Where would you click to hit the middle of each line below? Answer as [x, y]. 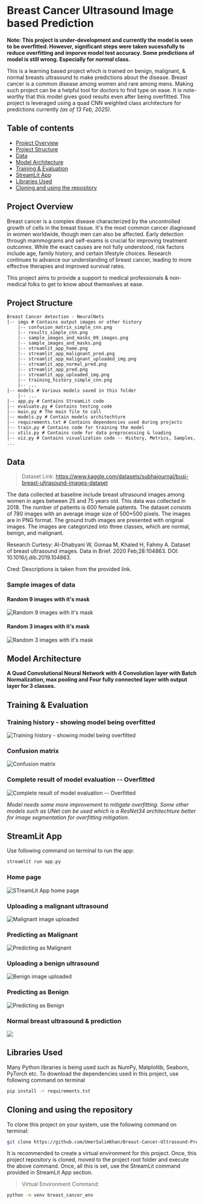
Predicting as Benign [38, 992]
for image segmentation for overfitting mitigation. [68, 817]
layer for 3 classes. [31, 686]
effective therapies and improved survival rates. [66, 266]
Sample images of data [41, 585]
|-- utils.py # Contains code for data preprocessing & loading [89, 433]
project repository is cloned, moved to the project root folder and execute [98, 1160]
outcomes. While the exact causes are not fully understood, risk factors [95, 247]
